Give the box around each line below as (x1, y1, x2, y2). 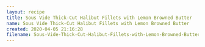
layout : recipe (6, 9, 45, 15)
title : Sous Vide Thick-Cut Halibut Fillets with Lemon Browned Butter (6, 15, 192, 21)
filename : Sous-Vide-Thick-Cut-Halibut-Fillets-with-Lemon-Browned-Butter (6, 32, 201, 38)
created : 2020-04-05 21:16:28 (6, 26, 84, 32)
